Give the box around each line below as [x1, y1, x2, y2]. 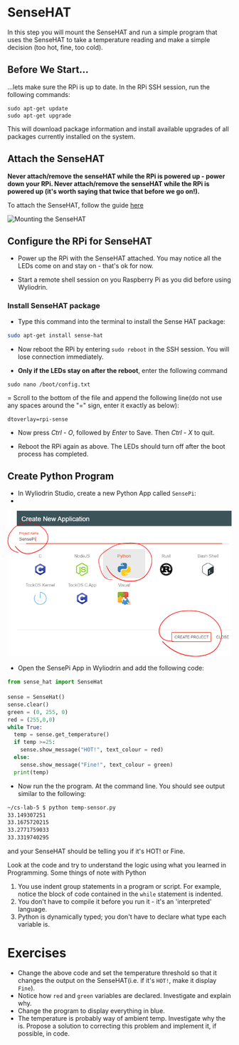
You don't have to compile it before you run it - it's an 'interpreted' [17, 897, 212, 906]
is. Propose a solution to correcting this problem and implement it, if [17, 1021, 217, 1031]
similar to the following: [17, 789, 87, 797]
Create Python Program [7, 470, 115, 482]
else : [14, 754, 31, 761]
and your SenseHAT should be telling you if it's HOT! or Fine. [7, 847, 186, 856]
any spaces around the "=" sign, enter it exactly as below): [7, 401, 179, 409]
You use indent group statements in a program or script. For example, [17, 882, 222, 891]
